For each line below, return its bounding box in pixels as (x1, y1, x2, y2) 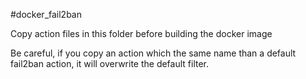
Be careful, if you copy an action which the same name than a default (10, 47, 297, 59)
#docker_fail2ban (10, 9, 83, 20)
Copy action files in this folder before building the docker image (10, 28, 273, 39)
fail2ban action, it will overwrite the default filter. (10, 58, 210, 69)
